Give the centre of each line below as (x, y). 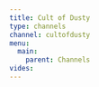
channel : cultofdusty (50, 34)
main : (28, 52)
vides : (22, 69)
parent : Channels (58, 60)
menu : (19, 43)
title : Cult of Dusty (50, 18)
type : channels (38, 26)
